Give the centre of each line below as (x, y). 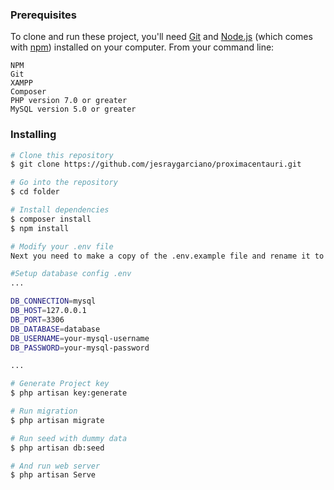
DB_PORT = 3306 (37, 319)
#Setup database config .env (71, 274)
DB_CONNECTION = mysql (53, 301)
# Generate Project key (60, 384)
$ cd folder (35, 192)
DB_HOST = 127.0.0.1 (48, 311)
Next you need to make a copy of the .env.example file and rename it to (167, 256)
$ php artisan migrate (57, 420)
